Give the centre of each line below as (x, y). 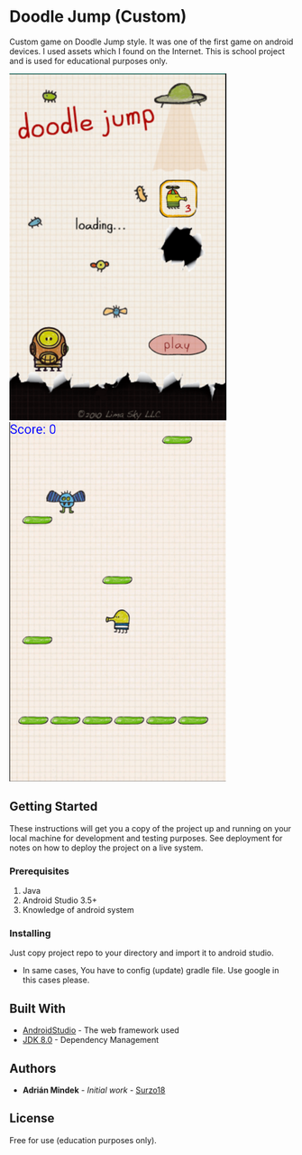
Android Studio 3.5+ (59, 900)
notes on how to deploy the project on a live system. (106, 848)
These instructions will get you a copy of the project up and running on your (150, 828)
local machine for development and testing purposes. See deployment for (146, 838)
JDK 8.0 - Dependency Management (91, 1040)
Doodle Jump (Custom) (98, 17)
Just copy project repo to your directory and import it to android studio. (142, 953)
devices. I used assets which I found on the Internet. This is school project (147, 51)
